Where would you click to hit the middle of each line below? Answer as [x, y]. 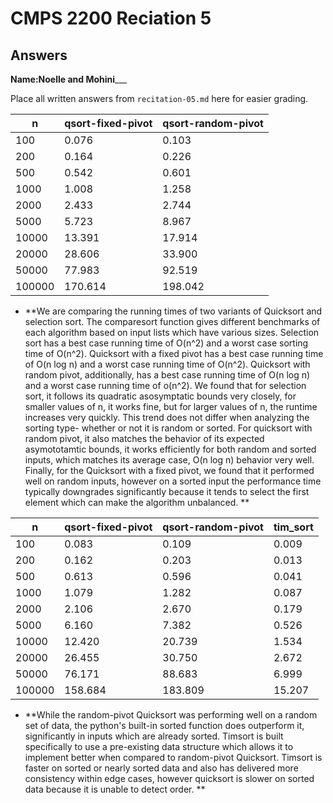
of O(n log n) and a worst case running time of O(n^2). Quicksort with [167, 364]
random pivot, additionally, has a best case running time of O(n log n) [167, 375]
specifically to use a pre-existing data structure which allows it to [159, 746]
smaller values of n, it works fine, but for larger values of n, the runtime [171, 406]
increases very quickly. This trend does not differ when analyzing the [167, 417]
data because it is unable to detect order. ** [115, 789]
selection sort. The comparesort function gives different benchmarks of [172, 321]
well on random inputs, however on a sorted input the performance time [173, 481]
